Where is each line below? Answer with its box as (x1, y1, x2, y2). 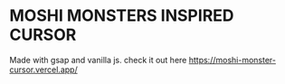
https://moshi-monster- (188, 54, 276, 65)
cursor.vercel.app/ (9, 64, 79, 75)
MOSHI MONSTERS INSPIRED (9, 5, 234, 26)
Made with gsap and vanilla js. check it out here (9, 54, 187, 65)
